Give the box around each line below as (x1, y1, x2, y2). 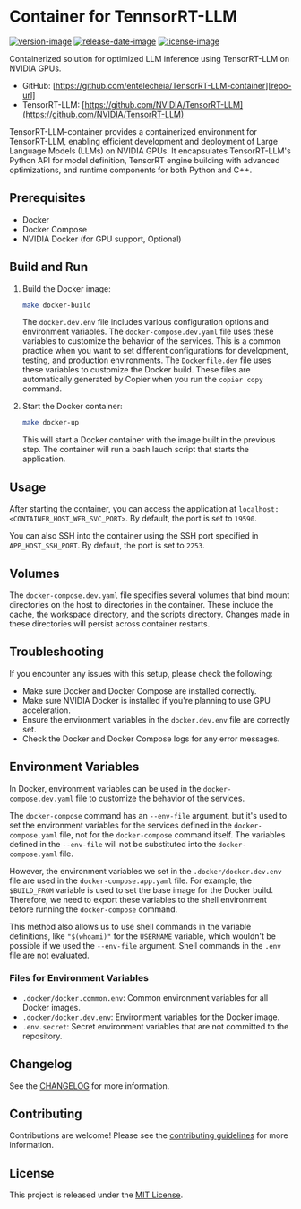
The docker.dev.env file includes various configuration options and (21, 317, 269, 328)
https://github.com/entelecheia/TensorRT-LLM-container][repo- (55, 80, 292, 91)
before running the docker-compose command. (9, 904, 178, 915)
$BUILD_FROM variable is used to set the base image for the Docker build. (9, 884, 273, 895)
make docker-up (21, 418, 80, 427)
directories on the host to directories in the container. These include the (9, 599, 274, 609)
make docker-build (21, 301, 91, 310)
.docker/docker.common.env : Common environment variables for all (21, 992, 269, 1003)
